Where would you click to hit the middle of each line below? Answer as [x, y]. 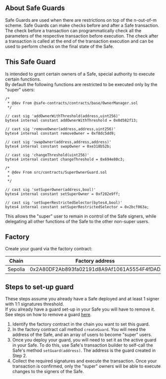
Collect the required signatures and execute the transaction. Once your [84, 361]
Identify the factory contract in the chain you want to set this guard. [81, 324]
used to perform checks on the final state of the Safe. [60, 46]
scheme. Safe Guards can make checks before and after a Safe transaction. [82, 25]
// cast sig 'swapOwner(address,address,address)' [58, 142]
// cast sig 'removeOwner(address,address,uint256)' [61, 129]
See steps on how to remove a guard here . [48, 315]
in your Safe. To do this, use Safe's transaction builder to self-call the [83, 345]
